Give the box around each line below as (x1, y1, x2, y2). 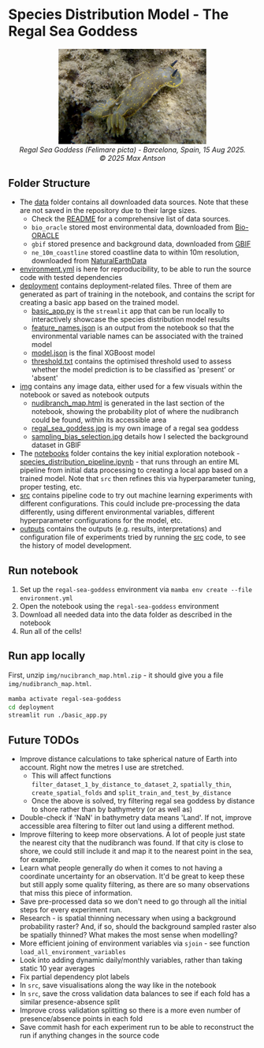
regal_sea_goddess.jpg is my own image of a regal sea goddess (31, 423, 239, 433)
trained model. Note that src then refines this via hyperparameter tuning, (19, 474, 256, 483)
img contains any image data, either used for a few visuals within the (19, 382, 243, 391)
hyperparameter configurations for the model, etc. (19, 516, 183, 525)
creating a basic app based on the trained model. (19, 298, 180, 308)
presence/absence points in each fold (19, 1014, 143, 1024)
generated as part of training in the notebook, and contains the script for (19, 289, 255, 299)
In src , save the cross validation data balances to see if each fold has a (19, 989, 251, 998)
